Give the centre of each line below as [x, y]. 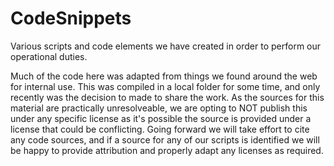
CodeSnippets [71, 18]
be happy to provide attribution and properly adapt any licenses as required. [167, 150]
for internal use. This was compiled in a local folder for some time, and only [165, 86]
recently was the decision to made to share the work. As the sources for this [167, 97]
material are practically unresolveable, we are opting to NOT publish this [159, 108]
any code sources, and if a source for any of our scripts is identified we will [165, 139]
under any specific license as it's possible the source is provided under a [161, 118]
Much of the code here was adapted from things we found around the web [164, 76]
